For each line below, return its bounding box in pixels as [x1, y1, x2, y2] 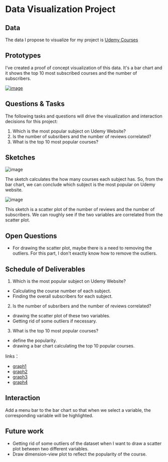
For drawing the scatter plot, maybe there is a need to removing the [12, 245, 152, 251]
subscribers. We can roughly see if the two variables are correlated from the [5, 212, 163, 218]
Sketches [5, 153, 36, 162]
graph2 [12, 369, 28, 375]
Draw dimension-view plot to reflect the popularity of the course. [12, 451, 147, 457]
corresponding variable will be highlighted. [5, 412, 94, 418]
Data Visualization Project [5, 4, 116, 15]
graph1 [12, 363, 27, 370]
